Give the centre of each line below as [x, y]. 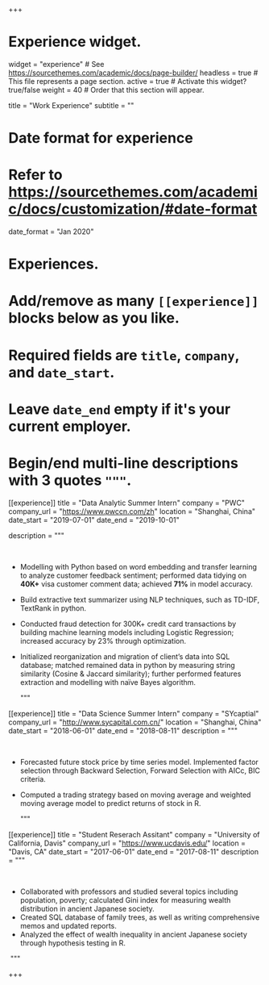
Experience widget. [75, 42]
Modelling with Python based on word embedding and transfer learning [139, 566]
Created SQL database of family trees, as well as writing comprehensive [140, 917]
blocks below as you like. [94, 318]
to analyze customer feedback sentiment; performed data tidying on [133, 575]
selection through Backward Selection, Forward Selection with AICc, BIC [140, 770]
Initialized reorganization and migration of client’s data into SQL [125, 656]
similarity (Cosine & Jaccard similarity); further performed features [130, 674]
